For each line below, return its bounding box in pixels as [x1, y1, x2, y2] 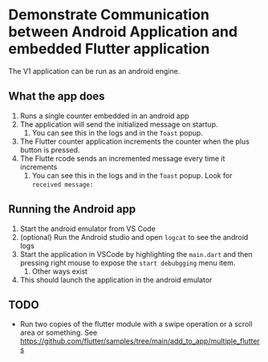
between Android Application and [8, 22, 238, 41]
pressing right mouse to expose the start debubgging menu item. [19, 258, 236, 267]
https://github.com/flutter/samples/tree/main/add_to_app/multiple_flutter [19, 336, 261, 346]
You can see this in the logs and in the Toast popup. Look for [31, 170, 233, 180]
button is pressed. [19, 144, 80, 154]
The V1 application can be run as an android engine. [8, 66, 181, 75]
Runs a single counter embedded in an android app [19, 111, 190, 120]
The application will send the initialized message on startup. [19, 119, 218, 129]
